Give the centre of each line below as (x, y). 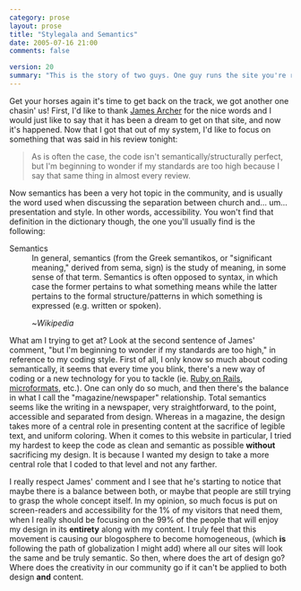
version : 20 (31, 67)
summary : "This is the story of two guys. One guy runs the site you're (148, 76)
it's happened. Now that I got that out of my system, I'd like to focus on (140, 129)
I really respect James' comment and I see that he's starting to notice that (146, 482)
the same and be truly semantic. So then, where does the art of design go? (147, 558)
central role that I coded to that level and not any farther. (113, 464)
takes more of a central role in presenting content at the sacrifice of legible (147, 426)
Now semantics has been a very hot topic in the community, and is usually (146, 193)
